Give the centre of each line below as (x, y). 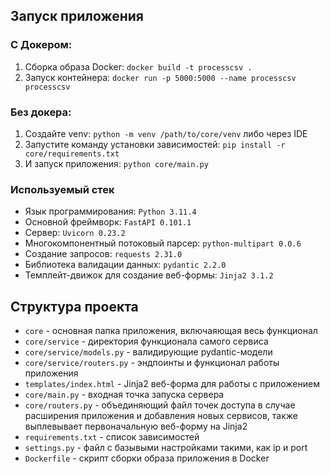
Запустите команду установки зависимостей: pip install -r (155, 144)
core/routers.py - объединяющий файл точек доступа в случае (160, 405)
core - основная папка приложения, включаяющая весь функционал (171, 331)
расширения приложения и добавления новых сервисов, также (161, 416)
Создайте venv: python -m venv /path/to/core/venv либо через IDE (166, 133)
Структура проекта (74, 306)
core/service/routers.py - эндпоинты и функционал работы (152, 363)
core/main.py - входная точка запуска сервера (124, 395)
